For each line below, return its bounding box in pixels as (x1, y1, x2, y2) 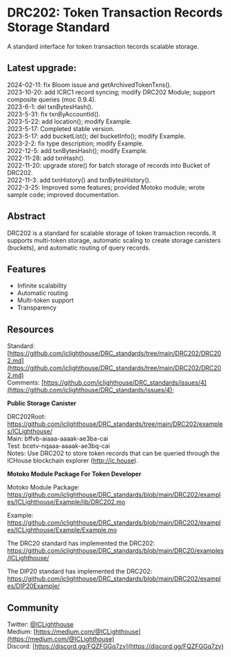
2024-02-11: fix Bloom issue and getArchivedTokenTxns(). (7, 81, 172, 89)
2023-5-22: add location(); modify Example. (7, 117, 133, 125)
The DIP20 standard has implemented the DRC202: (7, 567, 153, 576)
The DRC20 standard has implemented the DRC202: (7, 539, 155, 547)
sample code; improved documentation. (7, 190, 120, 199)
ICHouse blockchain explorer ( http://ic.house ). (7, 456, 139, 465)
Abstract (7, 210, 46, 222)
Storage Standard (7, 19, 110, 35)
